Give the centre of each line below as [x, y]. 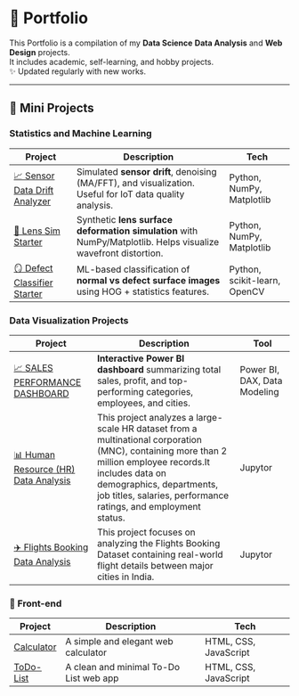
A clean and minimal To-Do [123, 667]
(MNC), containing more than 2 [162, 451]
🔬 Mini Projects [52, 108]
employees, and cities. [144, 403]
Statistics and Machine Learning [81, 134]
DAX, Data [261, 381]
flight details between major [155, 565]
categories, [170, 391]
